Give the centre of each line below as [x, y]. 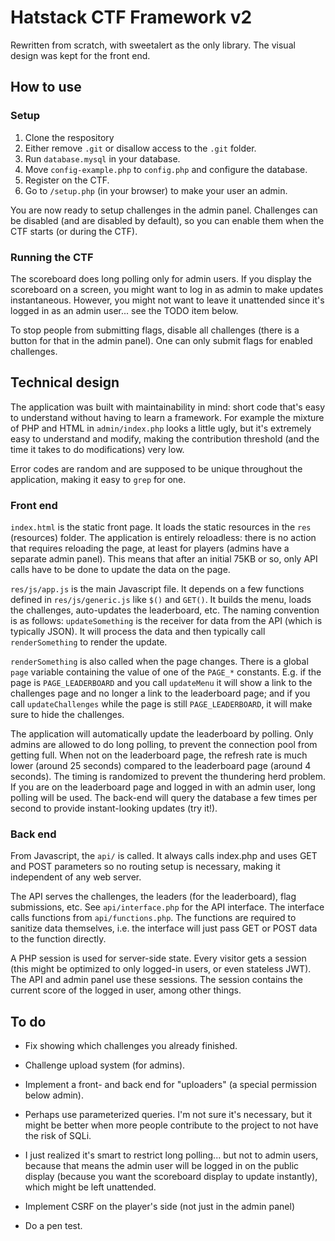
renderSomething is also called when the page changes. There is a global [159, 662]
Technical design [65, 382]
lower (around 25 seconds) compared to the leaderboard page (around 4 [161, 766]
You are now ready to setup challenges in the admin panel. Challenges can [164, 210]
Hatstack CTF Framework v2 [131, 17]
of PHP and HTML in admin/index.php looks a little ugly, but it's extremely [161, 428]
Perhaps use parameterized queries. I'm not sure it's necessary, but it [168, 1115]
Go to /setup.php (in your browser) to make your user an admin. [156, 190]
